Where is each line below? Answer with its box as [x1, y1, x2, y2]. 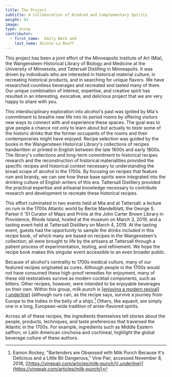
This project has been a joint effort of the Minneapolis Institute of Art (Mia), [5, 55, 163, 61]
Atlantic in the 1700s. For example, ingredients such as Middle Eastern [5, 324, 153, 330]
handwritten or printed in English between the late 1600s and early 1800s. [5, 146, 161, 153]
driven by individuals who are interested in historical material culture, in [5, 71, 156, 77]
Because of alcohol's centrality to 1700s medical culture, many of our [5, 259, 152, 265]
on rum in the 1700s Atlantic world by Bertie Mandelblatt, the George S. [5, 205, 155, 212]
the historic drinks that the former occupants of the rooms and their [5, 130, 148, 136]
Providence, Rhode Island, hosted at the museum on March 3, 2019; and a [5, 216, 161, 222]
